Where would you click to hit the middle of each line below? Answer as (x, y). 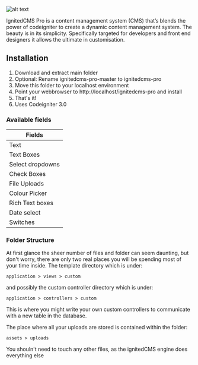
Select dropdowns (35, 165)
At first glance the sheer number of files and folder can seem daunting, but (98, 253)
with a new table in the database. (47, 316)
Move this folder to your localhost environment (72, 85)
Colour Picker (28, 193)
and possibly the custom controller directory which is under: (80, 288)
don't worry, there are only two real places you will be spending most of (94, 259)
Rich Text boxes (31, 203)
